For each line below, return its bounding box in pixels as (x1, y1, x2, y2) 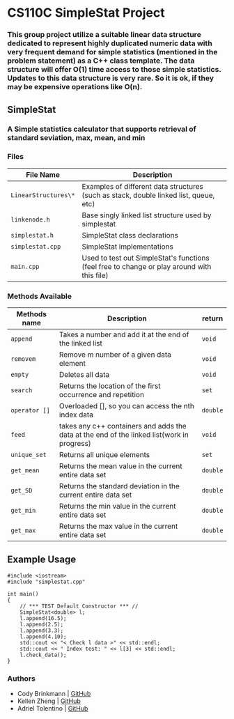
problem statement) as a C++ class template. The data (7, 56, 195, 65)
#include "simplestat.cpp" (7, 578, 86, 585)
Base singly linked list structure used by (81, 210, 212, 220)
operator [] (10, 406, 51, 415)
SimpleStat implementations (81, 242, 174, 252)
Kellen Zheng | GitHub (17, 697, 81, 705)
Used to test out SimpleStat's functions (81, 253, 210, 263)
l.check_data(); (19, 651, 68, 658)
